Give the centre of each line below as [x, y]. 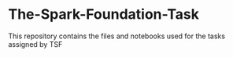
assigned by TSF [35, 44]
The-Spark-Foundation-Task [104, 14]
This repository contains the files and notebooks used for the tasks [117, 36]
